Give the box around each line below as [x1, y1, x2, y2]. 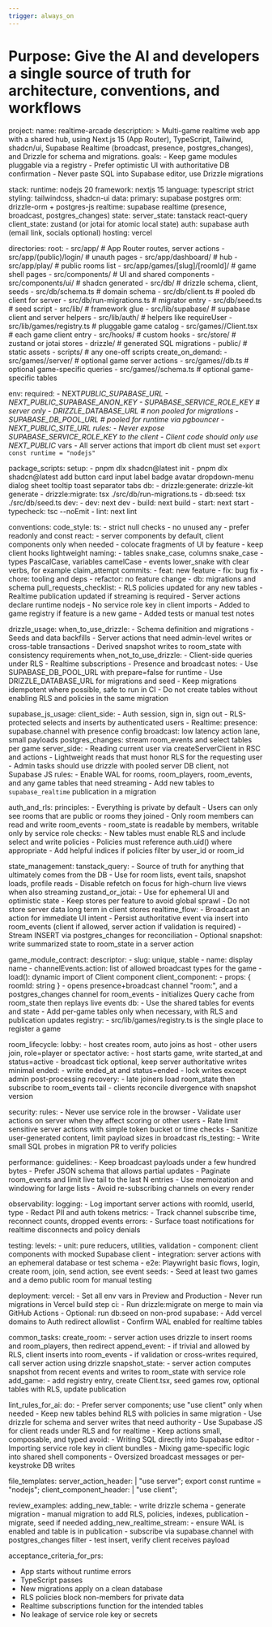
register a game [8, 1023, 62, 1033]
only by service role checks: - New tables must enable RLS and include [8, 828, 246, 837]
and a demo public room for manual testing [8, 1274, 152, 1284]
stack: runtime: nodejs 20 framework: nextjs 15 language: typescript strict [8, 184, 254, 194]
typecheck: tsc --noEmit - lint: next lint [8, 506, 138, 516]
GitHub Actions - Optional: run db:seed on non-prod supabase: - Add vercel [8, 1308, 262, 1318]
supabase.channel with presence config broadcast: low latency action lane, [8, 726, 261, 736]
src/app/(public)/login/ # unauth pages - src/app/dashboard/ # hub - [8, 252, 238, 262]
